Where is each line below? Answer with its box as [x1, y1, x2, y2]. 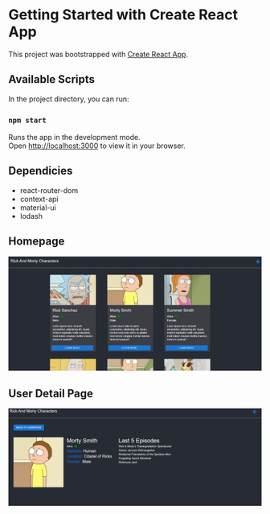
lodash [19, 211, 43, 220]
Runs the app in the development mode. [8, 133, 141, 142]
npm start [8, 115, 47, 125]
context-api [19, 194, 59, 204]
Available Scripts [8, 72, 95, 86]
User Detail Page [8, 386, 94, 400]
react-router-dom [19, 185, 79, 195]
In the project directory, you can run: [8, 94, 129, 104]
